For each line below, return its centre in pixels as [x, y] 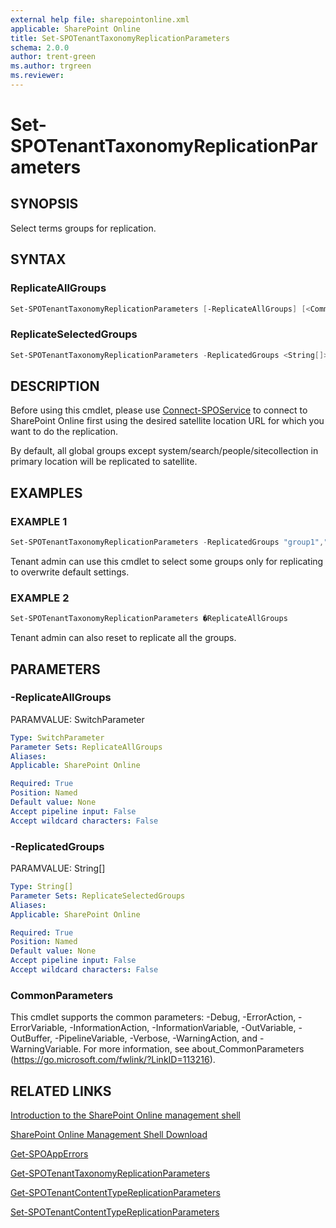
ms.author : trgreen [51, 66]
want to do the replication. [64, 432]
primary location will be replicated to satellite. [104, 462]
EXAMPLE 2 [40, 598]
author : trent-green [53, 57]
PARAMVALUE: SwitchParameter [77, 719]
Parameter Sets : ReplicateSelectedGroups [98, 896]
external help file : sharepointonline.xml [100, 19]
